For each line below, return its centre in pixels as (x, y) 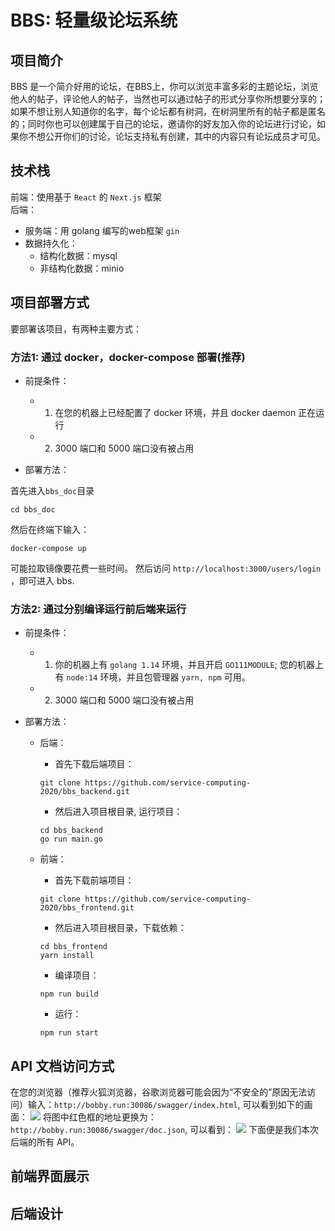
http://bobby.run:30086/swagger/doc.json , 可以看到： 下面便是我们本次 (165, 1130)
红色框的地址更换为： (112, 1117)
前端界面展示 (50, 1176)
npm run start (69, 1033)
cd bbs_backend (71, 831)
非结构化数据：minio (82, 268)
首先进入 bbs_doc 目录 (52, 490)
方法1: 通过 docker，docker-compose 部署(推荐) (128, 357)
